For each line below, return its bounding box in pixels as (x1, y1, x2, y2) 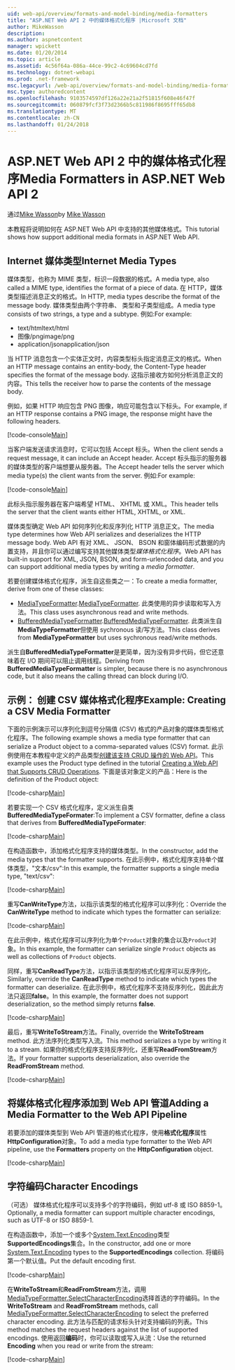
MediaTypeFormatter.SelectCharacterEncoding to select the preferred (7, 1309, 208, 1317)
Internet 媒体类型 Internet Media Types (7, 255, 177, 267)
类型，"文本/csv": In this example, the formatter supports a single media (13, 864, 220, 873)
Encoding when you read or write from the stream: (7, 1341, 154, 1350)
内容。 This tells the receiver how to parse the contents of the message (7, 380, 211, 388)
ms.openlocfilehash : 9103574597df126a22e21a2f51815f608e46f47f (7, 95, 196, 102)
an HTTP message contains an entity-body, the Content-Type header (7, 362, 206, 371)
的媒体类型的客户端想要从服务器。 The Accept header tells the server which (7, 463, 225, 471)
